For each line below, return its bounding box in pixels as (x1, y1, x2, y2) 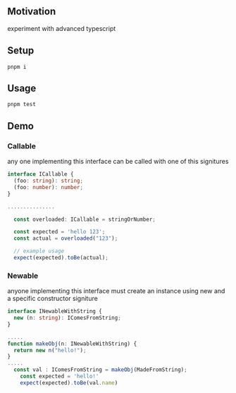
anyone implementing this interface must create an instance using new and (7, 287, 225, 295)
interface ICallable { (7, 171, 74, 178)
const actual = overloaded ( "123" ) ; (13, 235, 118, 242)
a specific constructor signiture (7, 295, 99, 303)
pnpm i (7, 63, 27, 70)
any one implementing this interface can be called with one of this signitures (7, 157, 229, 166)
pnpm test (7, 101, 37, 108)
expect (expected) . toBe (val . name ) (20, 379, 118, 386)
